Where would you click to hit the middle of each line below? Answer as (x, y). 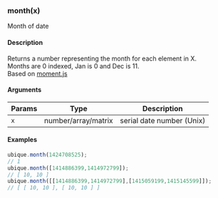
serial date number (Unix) (163, 120)
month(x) (24, 11)
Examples (22, 140)
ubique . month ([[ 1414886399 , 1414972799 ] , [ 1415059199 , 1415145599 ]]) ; (110, 181)
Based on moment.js (37, 73)
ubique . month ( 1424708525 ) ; (47, 155)
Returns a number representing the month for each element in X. (102, 58)
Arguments (25, 90)
